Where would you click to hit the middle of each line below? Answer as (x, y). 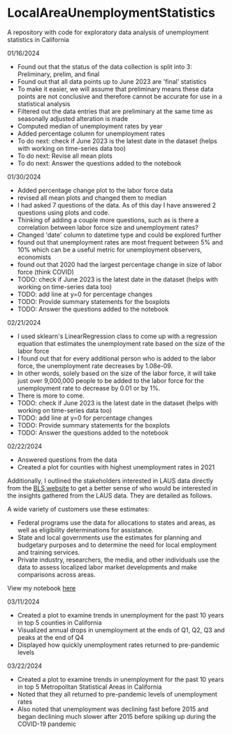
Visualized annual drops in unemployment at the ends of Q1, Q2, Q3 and (121, 630)
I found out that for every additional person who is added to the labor (117, 358)
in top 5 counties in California (60, 623)
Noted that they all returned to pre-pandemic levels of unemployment (117, 694)
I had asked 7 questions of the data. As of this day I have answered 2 (117, 205)
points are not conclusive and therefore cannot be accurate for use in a (119, 96)
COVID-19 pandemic (47, 724)
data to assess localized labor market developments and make (107, 567)
